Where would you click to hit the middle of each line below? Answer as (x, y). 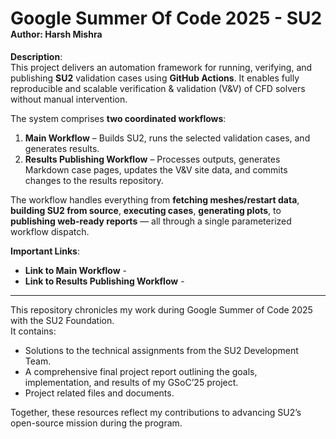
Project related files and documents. (99, 393)
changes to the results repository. (94, 180)
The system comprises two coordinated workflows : (118, 118)
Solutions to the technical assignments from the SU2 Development (161, 350)
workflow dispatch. (50, 231)
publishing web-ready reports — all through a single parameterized (151, 221)
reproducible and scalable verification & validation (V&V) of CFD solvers (158, 88)
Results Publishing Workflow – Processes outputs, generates (152, 159)
